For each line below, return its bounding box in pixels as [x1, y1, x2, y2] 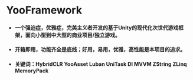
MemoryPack [14, 67, 49, 74]
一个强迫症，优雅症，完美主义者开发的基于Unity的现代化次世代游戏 [14, 24, 179, 31]
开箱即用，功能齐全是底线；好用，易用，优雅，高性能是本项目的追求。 [14, 46, 186, 53]
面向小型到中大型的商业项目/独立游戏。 [25, 31, 121, 38]
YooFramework [6, 4, 83, 17]
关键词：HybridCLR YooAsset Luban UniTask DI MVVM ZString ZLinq [14, 60, 187, 68]
